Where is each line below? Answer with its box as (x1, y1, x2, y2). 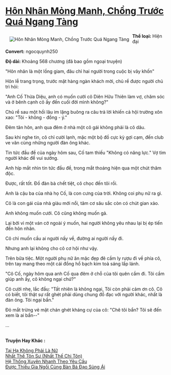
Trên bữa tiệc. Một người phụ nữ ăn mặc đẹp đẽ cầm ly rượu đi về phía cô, (5, 255, 162, 261)
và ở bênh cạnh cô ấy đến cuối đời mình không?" (5, 99, 109, 105)
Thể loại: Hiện (132, 33, 162, 39)
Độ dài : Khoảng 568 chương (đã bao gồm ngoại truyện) (5, 58, 122, 64)
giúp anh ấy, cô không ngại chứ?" (5, 276, 76, 282)
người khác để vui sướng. (5, 155, 59, 161)
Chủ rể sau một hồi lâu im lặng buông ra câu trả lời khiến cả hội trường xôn (5, 109, 163, 115)
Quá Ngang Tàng (5, 16, 78, 28)
